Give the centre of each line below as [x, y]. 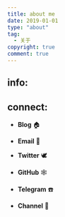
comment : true [28, 54]
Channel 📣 [33, 206]
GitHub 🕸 [32, 173]
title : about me [31, 14]
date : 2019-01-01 [33, 21]
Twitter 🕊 [32, 156]
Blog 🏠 [29, 125]
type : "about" [28, 27]
